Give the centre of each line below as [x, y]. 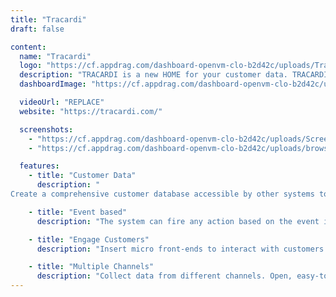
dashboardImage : [53, 84]
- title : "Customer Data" [82, 176]
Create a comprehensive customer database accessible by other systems [162, 194]
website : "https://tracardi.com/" [91, 111]
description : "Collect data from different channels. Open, [164, 276]
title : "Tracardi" [48, 19]
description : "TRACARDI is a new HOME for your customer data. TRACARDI [174, 75]
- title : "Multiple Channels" [91, 267]
